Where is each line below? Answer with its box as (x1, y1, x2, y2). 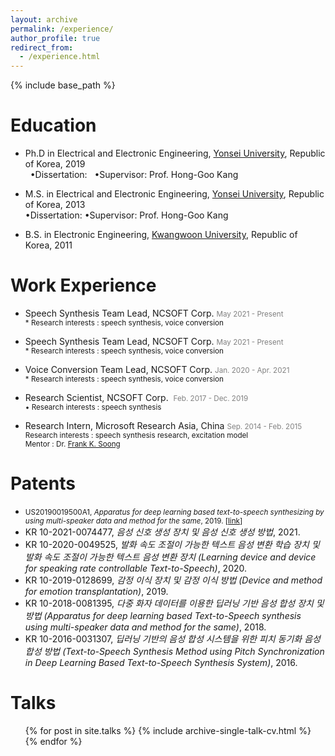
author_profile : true (10, 33, 101, 43)
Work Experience (10, 274, 157, 297)
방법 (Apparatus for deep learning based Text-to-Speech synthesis (24, 609, 302, 621)
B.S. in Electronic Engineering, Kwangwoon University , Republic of (24, 229, 298, 241)
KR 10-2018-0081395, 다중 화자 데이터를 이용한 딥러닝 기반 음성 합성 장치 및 (24, 597, 325, 609)
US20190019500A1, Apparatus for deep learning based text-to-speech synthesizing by (24, 507, 325, 517)
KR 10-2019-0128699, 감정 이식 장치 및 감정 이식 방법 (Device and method (24, 574, 323, 586)
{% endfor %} (24, 735, 83, 747)
